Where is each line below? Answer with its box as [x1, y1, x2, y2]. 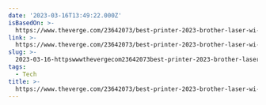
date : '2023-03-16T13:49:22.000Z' [8, 11, 123, 20]
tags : [8, 63, 26, 71]
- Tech [15, 70, 37, 78]
